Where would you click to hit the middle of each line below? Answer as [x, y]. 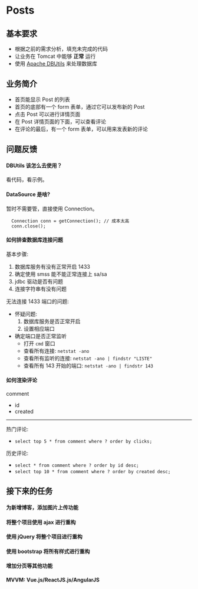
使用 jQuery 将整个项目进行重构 [44, 537]
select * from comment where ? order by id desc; [77, 466]
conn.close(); [29, 226]
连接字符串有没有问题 [40, 289]
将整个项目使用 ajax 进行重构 [41, 522]
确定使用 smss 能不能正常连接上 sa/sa [61, 274]
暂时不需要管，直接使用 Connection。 [52, 209]
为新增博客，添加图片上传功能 [42, 507]
